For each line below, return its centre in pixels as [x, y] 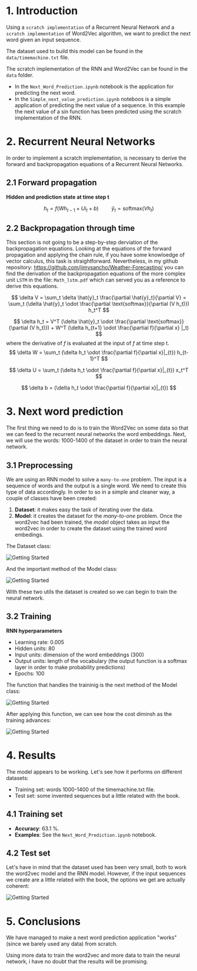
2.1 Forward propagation [51, 183]
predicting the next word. [45, 93]
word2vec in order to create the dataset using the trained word [91, 529]
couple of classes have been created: [51, 498]
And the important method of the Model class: [62, 569]
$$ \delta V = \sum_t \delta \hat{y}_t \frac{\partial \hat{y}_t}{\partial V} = [99, 298]
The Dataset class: [29, 546]
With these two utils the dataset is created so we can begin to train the [92, 592]
